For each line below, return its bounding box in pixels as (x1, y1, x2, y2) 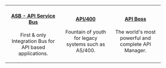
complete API (120, 40, 151, 47)
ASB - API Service (11, 12, 56, 19)
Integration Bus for (11, 37, 55, 44)
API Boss (124, 16, 147, 23)
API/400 (76, 16, 96, 23)
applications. (18, 50, 48, 57)
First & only (20, 32, 46, 38)
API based (21, 44, 45, 51)
